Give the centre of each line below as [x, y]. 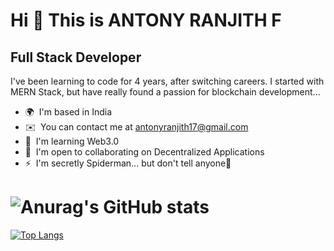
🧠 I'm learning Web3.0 [72, 141]
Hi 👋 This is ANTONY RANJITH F [146, 20]
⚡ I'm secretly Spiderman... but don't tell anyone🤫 [128, 163]
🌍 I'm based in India [68, 112]
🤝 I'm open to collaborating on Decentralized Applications [144, 152]
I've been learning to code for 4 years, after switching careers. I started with [167, 81]
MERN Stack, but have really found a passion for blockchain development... [165, 92]
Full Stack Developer [76, 57]
